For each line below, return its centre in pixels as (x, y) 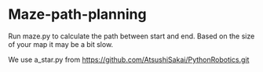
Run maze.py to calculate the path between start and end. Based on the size (131, 36)
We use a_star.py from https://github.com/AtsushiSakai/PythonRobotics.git (129, 59)
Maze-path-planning (77, 14)
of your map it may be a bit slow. (61, 44)
